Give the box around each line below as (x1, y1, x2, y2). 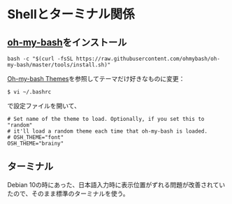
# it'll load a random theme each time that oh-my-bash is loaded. (7, 128, 208, 135)
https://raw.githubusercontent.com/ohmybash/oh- (75, 55, 220, 62)
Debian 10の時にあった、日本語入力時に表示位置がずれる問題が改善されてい (7, 180, 226, 189)
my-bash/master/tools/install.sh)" (7, 61, 111, 68)
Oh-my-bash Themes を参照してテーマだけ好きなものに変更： (7, 75, 185, 82)
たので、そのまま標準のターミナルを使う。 (7, 189, 129, 198)
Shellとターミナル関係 (7, 6, 135, 22)
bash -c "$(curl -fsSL (7, 55, 73, 62)
